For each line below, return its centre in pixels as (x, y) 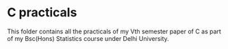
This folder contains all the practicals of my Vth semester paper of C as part (114, 31)
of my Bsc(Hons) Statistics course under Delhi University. (88, 38)
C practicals (42, 13)
